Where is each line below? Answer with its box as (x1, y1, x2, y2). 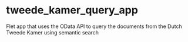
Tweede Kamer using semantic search (6, 29, 99, 36)
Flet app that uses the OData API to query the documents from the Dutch (6, 23, 182, 30)
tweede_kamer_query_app (6, 3, 138, 17)
